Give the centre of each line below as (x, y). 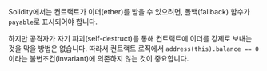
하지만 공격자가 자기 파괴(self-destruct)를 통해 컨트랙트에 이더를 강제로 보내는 (130, 39)
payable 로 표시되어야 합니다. (53, 22)
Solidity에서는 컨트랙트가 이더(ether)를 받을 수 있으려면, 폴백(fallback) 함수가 (129, 12)
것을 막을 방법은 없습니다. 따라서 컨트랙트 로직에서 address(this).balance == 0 (134, 49)
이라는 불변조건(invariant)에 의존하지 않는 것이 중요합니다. (99, 59)
